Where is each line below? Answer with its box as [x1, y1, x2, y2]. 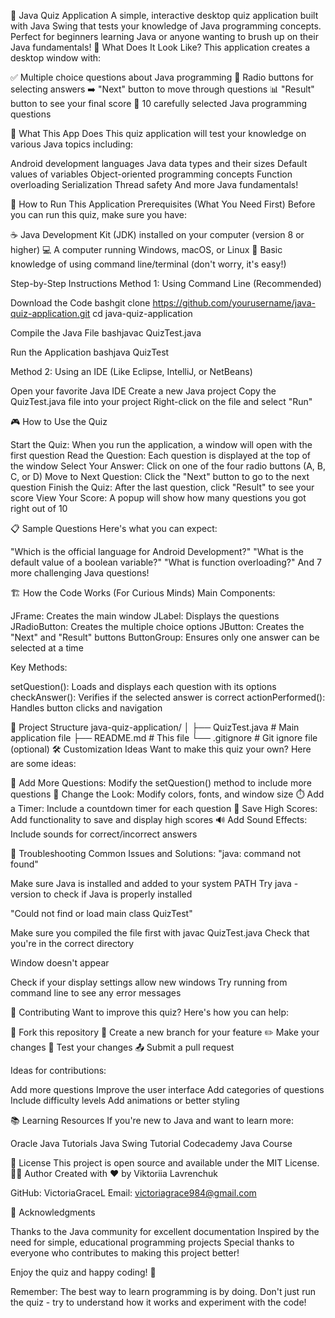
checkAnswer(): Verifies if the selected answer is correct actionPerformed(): [10, 691, 326, 703]
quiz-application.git [10, 308, 91, 319]
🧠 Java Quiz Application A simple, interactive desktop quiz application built [10, 10, 319, 21]
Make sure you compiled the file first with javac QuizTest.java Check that [10, 927, 310, 939]
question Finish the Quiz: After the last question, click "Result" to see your [10, 481, 315, 493]
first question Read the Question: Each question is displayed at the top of [10, 450, 311, 461]
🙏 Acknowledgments [10, 1206, 96, 1218]
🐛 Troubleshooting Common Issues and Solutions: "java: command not [10, 848, 302, 859]
